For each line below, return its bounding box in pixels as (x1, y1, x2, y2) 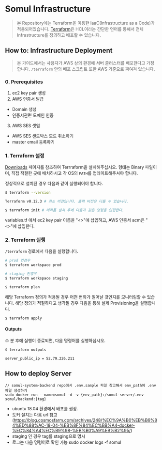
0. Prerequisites (5, 78, 44, 85)
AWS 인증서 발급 (12, 96, 44, 102)
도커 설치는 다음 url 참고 (12, 412, 58, 418)
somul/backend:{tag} (5, 397, 47, 402)
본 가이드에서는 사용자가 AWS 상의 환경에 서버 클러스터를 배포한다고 (16, 60, 146, 66)
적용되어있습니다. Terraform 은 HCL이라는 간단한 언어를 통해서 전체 (16, 26, 144, 32)
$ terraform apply (5, 316, 42, 321)
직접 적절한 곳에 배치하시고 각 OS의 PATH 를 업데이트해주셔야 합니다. (11, 171, 138, 176)
